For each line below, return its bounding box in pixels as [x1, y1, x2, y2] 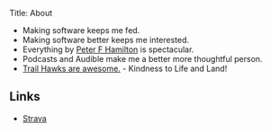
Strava [22, 112, 47, 124]
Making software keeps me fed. [22, 25, 140, 35]
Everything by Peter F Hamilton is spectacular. [22, 44, 194, 55]
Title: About [9, 8, 53, 18]
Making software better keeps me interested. [22, 35, 190, 45]
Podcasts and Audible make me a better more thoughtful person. [22, 54, 263, 64]
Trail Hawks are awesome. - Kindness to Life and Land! [22, 63, 228, 74]
